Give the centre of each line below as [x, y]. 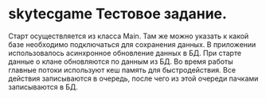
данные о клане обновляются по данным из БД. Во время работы [121, 61]
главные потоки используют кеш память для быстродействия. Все [122, 69]
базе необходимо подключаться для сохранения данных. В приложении [132, 44]
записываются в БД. [43, 87]
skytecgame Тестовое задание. [117, 14]
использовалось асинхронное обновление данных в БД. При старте [125, 53]
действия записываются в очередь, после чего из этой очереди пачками [133, 78]
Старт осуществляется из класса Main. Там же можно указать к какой [129, 36]
